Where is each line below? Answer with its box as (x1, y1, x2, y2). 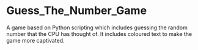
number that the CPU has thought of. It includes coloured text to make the (6, 30, 193, 37)
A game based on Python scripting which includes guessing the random (6, 24, 188, 31)
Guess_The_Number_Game (6, 4, 147, 18)
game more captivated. (6, 37, 65, 44)
